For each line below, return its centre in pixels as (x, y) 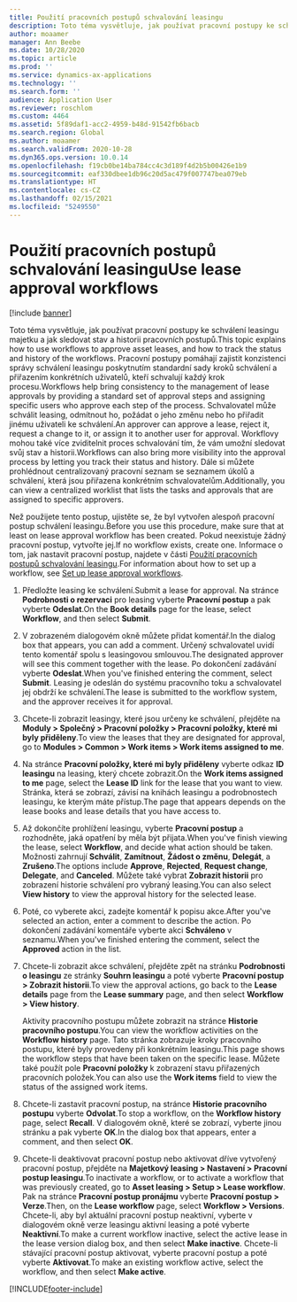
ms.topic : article (43, 58)
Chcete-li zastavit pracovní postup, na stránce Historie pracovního (145, 1104)
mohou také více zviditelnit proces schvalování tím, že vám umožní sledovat (147, 443)
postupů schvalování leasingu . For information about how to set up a (133, 563)
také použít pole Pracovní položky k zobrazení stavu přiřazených (141, 1067)
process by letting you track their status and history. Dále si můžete (132, 461)
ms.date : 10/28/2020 (47, 50)
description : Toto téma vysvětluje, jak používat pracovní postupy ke (142, 26)
